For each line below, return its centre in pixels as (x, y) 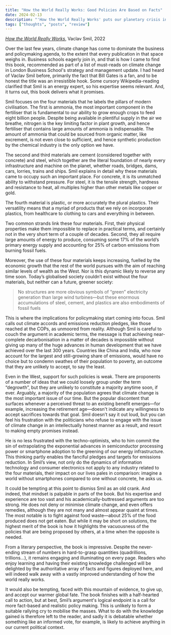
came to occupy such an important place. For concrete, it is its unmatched (83, 177)
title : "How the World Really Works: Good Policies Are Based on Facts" (84, 10)
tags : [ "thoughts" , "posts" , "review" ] (48, 24)
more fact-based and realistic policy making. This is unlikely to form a (78, 606)
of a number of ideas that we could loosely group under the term (73, 382)
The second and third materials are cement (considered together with (78, 155)
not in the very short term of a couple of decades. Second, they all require (83, 234)
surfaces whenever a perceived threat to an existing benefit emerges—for (83, 404)
